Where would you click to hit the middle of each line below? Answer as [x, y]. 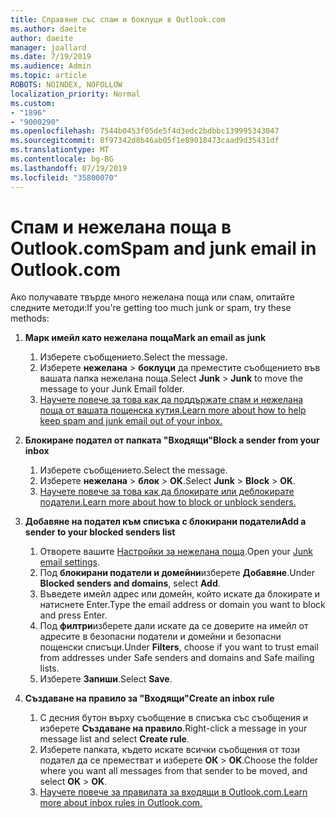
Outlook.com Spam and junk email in [163, 248]
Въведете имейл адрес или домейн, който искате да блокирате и [180, 594]
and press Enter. [73, 615]
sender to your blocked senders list [100, 532]
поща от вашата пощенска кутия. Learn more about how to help [173, 410]
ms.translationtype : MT [60, 150]
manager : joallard [48, 47]
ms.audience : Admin [51, 66]
